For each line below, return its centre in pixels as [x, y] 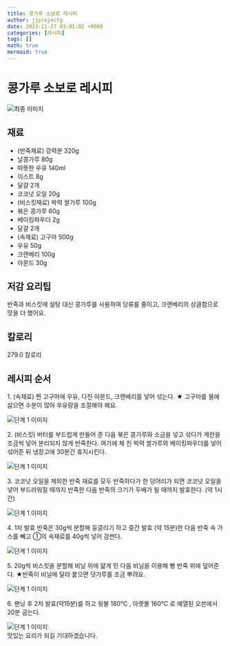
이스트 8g [30, 176]
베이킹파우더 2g [39, 219]
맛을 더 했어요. [27, 313]
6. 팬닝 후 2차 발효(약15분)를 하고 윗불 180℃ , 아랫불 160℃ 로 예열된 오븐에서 [113, 604]
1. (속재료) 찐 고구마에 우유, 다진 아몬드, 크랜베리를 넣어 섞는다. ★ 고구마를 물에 [114, 397]
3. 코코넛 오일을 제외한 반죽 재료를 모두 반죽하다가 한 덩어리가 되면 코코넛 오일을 [114, 481]
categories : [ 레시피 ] [36, 33]
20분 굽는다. [24, 612]
